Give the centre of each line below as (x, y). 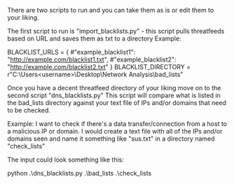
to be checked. (29, 110)
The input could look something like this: (66, 160)
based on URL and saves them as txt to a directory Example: (94, 38)
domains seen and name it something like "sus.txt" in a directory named (111, 139)
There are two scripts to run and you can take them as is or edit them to (111, 10)
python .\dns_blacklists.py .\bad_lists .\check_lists (80, 173)
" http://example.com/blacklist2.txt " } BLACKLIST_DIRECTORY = (99, 67)
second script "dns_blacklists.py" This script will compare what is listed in (114, 95)
